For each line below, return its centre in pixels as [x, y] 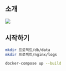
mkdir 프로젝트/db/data [28, 50]
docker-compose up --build [33, 63]
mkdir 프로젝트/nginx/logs [31, 54]
